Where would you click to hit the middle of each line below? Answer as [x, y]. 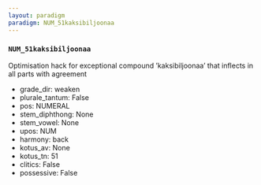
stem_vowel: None [49, 122]
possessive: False [48, 172]
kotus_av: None [45, 147]
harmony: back [44, 139]
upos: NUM [38, 131]
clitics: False [40, 164]
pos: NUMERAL [45, 105]
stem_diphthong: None [56, 114]
